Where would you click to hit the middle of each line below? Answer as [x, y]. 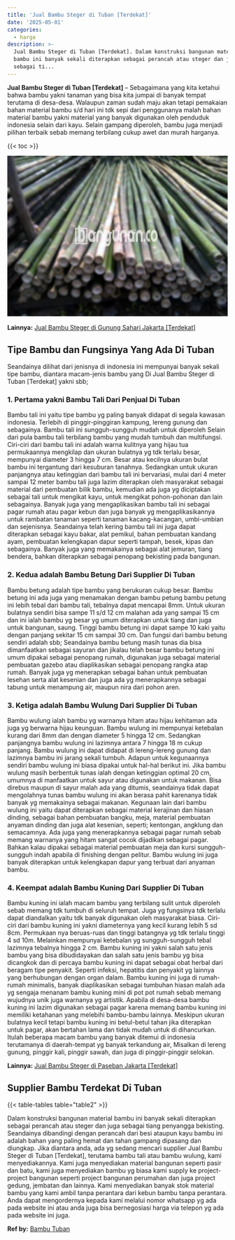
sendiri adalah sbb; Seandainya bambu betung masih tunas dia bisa [105, 642]
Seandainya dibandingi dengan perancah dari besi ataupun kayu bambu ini [115, 1133]
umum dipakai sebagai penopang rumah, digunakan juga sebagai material [114, 657]
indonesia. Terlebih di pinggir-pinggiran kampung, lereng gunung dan [107, 422]
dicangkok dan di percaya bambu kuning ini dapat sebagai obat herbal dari [115, 963]
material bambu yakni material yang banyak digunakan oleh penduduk [108, 117]
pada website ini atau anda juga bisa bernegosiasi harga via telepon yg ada [115, 1208]
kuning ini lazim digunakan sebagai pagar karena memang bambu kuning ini [117, 1008]
